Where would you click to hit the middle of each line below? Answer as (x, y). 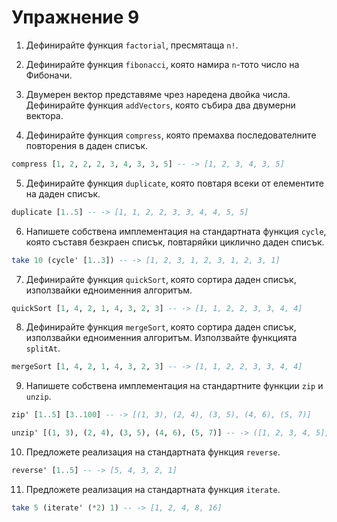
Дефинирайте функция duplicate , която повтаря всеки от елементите (174, 183)
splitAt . (43, 348)
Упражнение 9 (75, 17)
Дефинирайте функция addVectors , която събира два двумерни (160, 105)
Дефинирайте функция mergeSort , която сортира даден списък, (161, 327)
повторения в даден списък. (87, 145)
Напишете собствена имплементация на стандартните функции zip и (174, 386)
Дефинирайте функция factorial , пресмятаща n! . (132, 45)
